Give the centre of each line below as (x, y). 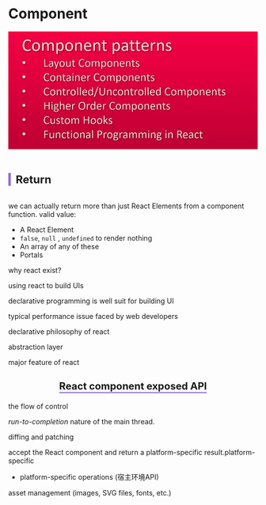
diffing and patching (41, 437)
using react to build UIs (46, 286)
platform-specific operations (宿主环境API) (89, 477)
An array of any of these (59, 247)
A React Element (47, 230)
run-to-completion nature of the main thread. (82, 422)
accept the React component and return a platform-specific (106, 453)
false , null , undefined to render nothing (86, 238)
